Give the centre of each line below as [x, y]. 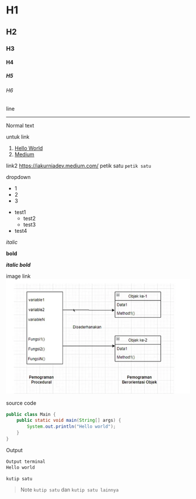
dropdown [18, 177]
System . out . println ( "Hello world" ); [71, 427]
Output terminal [26, 462]
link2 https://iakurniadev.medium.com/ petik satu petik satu [79, 166]
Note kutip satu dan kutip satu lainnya [69, 490]
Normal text [20, 125]
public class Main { [31, 414]
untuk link [18, 137]
